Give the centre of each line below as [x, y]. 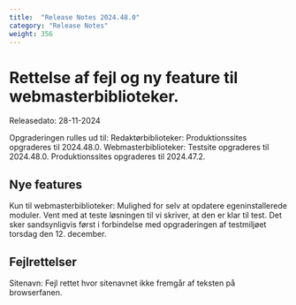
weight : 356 [31, 34]
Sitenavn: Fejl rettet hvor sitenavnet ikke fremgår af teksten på [122, 283]
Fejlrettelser [43, 262]
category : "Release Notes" [59, 26]
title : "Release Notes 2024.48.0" [75, 17]
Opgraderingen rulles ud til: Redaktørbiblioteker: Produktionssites [128, 138]
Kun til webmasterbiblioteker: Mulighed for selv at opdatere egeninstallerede [148, 206]
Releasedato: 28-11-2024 [55, 121]
